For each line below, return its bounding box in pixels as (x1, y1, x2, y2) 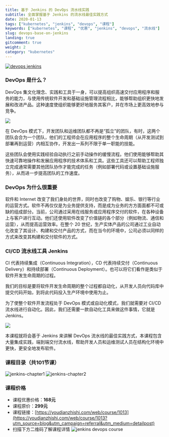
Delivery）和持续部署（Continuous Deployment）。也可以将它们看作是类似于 (5, 266, 163, 272)
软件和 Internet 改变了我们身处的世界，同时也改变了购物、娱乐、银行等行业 (5, 196, 161, 202)
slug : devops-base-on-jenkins (5, 31, 69, 36)
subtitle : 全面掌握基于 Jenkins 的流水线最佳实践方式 (5, 12, 108, 17)
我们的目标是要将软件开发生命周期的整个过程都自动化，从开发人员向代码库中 (5, 283, 164, 289)
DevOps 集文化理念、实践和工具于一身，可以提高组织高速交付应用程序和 (5, 89, 155, 95)
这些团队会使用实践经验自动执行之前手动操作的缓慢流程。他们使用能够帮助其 (5, 151, 164, 157)
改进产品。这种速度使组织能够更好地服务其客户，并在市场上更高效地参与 (14, 101, 164, 107)
